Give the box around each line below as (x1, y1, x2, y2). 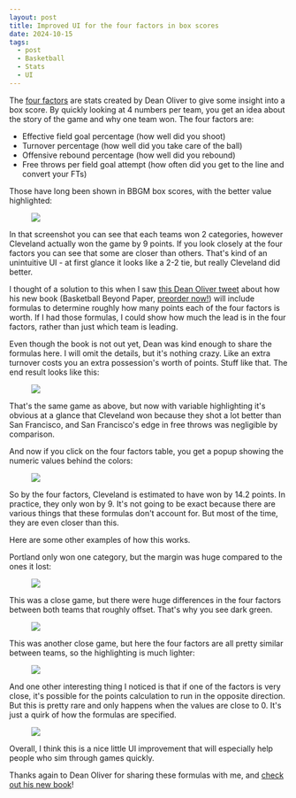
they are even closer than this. (9, 517, 119, 528)
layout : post (9, 12, 57, 22)
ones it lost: (9, 561, 51, 571)
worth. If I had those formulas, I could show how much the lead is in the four (9, 312, 286, 322)
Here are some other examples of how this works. (9, 534, 191, 545)
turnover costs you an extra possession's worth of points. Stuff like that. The (9, 357, 288, 368)
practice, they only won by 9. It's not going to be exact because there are (9, 498, 276, 509)
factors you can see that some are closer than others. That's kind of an (9, 247, 268, 258)
